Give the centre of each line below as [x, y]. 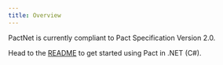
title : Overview [35, 15]
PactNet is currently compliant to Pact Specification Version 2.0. [112, 38]
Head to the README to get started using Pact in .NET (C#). [105, 52]
